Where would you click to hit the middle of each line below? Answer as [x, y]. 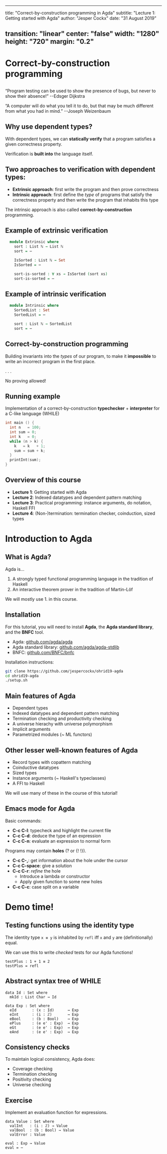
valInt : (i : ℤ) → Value [39, 1126]
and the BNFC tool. [25, 632]
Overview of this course [43, 480]
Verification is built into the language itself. [49, 154]
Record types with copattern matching [52, 762]
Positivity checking [32, 1079]
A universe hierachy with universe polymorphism [62, 724]
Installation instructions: [30, 662]
